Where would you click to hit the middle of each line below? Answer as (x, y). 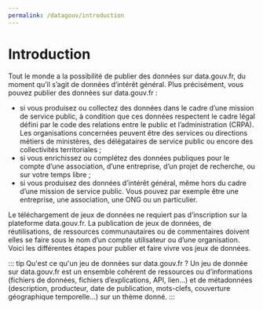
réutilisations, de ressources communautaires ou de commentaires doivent (129, 231)
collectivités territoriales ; (60, 149)
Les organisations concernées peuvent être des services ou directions (133, 133)
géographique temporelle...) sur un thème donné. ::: (91, 296)
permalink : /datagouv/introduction (66, 15)
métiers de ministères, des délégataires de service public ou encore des (136, 141)
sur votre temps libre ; (55, 174)
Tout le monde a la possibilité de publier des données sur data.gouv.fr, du (127, 76)
